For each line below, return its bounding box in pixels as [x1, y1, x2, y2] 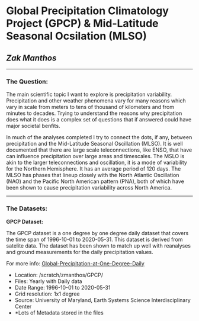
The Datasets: [6, 204, 48, 213]
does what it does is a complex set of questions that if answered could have [6, 116, 192, 123]
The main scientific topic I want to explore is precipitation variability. [6, 91, 172, 98]
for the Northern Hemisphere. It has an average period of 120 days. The [6, 165, 181, 172]
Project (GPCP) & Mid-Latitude [6, 17, 159, 30]
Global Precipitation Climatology [6, 4, 169, 18]
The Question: [6, 77, 49, 85]
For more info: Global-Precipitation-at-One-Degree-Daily [6, 259, 145, 267]
